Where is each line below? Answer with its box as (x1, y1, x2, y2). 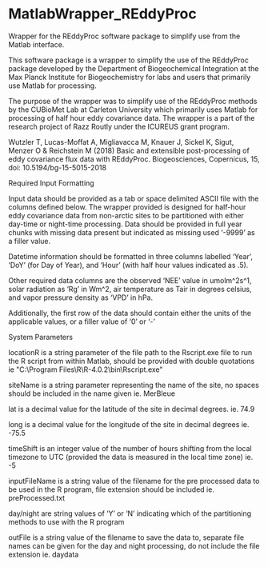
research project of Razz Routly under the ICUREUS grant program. (8, 122, 230, 131)
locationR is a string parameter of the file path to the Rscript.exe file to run (8, 347, 253, 357)
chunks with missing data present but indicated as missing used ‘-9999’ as (8, 227, 256, 237)
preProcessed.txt (8, 493, 66, 502)
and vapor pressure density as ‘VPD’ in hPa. (8, 293, 154, 302)
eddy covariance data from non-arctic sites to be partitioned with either (8, 210, 244, 220)
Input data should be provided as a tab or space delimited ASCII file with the (8, 194, 259, 203)
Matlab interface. (8, 39, 65, 49)
